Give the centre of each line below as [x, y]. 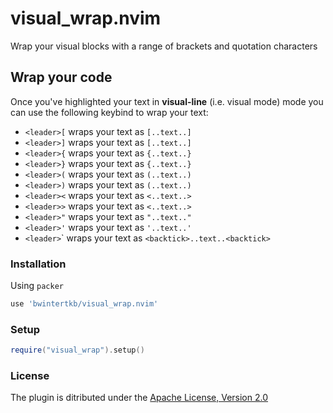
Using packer [37, 286]
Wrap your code [61, 77]
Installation [38, 264]
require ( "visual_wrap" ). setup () [77, 350]
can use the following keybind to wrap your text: [109, 112]
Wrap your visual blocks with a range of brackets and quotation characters [164, 46]
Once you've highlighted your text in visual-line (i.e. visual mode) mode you [167, 101]
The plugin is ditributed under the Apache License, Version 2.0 [139, 398]
